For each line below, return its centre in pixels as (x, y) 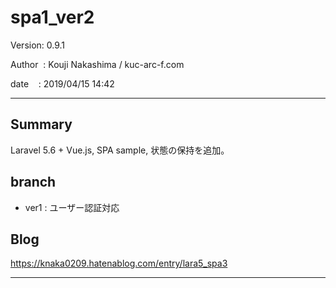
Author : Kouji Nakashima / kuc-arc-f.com (97, 64)
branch (33, 182)
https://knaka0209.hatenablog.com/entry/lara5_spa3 (119, 263)
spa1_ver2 (52, 17)
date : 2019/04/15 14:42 (62, 83)
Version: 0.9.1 (38, 45)
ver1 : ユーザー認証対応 (72, 207)
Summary (41, 124)
